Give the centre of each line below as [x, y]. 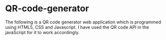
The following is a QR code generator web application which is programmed [83, 22]
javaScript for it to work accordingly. [42, 32]
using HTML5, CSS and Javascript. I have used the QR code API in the [77, 27]
